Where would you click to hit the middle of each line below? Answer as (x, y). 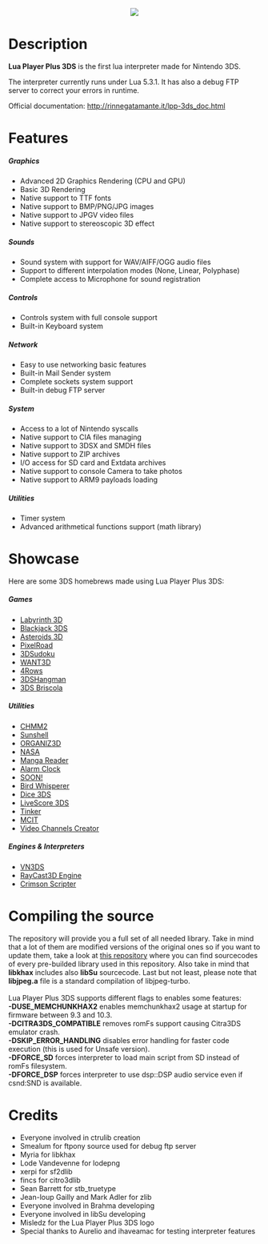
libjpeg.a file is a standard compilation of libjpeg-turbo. (99, 981)
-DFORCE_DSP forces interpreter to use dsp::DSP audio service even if (126, 1074)
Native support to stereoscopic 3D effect (87, 223)
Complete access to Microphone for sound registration (110, 279)
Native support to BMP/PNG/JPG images (87, 207)
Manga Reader (44, 760)
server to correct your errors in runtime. (74, 90)
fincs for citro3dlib (50, 1180)
